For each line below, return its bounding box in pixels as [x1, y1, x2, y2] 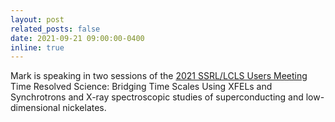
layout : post [10, 14, 65, 25]
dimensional [10, 102, 61, 114]
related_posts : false [10, 24, 101, 34]
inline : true [10, 42, 65, 53]
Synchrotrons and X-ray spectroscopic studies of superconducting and [10, 91, 304, 103]
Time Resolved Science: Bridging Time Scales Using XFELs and [10, 81, 273, 93]
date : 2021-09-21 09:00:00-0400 [10, 33, 145, 43]
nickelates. [62, 102, 107, 114]
